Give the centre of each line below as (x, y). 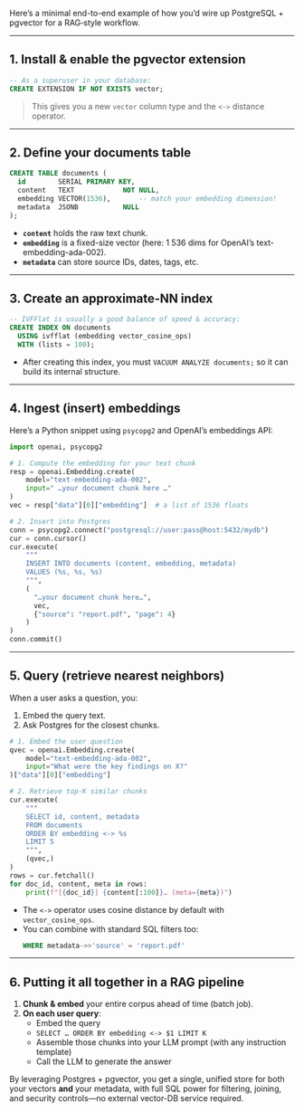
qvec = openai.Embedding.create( (72, 750)
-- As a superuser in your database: (81, 81)
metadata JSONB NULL (79, 207)
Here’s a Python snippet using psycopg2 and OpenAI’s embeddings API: (141, 430)
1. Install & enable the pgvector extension (128, 59)
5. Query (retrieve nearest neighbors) (117, 676)
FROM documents (54, 825)
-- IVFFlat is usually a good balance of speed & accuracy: (125, 319)
